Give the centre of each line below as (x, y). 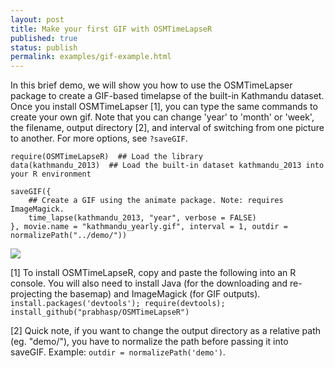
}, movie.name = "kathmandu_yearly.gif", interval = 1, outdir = (149, 227)
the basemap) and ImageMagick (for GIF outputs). (157, 294)
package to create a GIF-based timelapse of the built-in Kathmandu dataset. (167, 96)
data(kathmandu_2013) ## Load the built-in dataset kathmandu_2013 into (167, 166)
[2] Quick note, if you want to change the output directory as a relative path (166, 331)
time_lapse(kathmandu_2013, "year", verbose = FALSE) (142, 218)
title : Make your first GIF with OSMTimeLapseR (111, 29)
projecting (31, 294)
